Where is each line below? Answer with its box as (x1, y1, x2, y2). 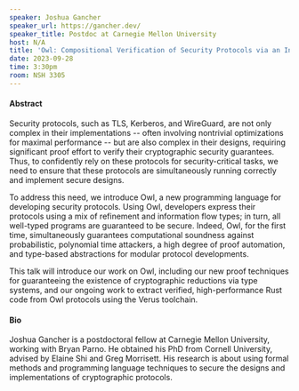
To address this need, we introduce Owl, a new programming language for (9, 192, 282, 203)
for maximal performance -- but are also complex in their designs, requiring (9, 137, 287, 148)
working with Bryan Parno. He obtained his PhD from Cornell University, (9, 344, 273, 355)
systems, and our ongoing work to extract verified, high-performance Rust (9, 284, 283, 295)
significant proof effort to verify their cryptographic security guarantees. (9, 146, 275, 156)
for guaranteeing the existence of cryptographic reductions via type (9, 275, 258, 285)
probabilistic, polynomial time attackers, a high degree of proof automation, (9, 239, 286, 250)
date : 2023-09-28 (9, 54, 74, 63)
